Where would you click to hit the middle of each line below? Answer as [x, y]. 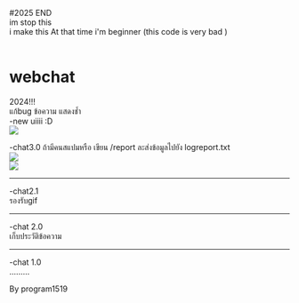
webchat [42, 77]
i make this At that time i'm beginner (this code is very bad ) [119, 32]
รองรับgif [24, 200]
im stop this [30, 22]
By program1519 [39, 289]
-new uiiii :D [31, 121]
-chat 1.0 [25, 262]
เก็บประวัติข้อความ [36, 235]
